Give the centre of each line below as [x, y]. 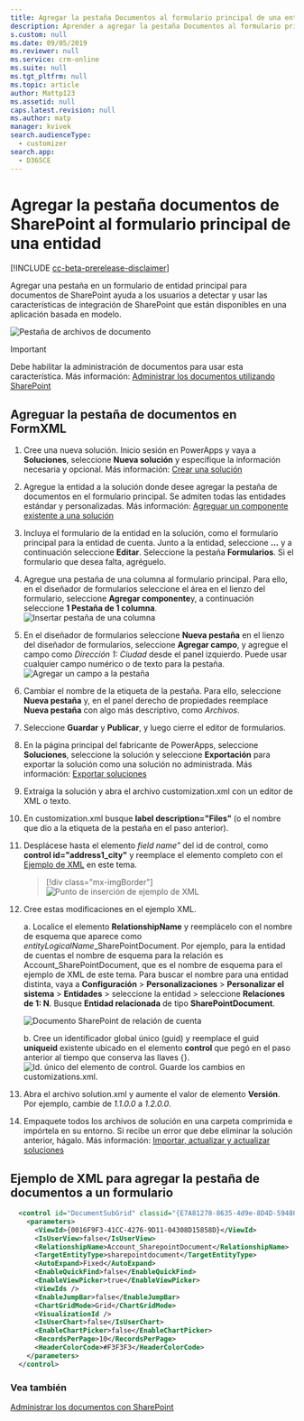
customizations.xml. [60, 1077]
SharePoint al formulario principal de [151, 224]
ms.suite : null [39, 69]
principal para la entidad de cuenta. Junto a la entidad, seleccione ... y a [157, 543]
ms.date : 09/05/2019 [49, 43]
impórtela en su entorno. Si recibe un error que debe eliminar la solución [158, 1131]
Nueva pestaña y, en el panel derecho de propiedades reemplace [146, 701]
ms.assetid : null [43, 101]
